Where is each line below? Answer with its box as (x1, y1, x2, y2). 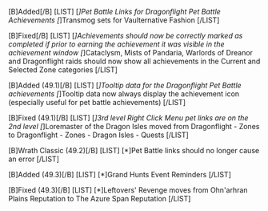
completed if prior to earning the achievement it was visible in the (8, 39, 226, 49)
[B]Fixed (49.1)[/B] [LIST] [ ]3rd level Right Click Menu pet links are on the (8, 113, 249, 123)
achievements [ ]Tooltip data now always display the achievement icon (8, 89, 240, 99)
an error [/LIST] (8, 154, 60, 164)
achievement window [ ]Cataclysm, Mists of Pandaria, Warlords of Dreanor (8, 48, 254, 57)
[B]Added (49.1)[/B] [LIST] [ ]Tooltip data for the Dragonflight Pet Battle (8, 80, 242, 90)
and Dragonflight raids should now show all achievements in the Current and (8, 56, 261, 66)
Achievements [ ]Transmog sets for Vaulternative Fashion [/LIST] (8, 15, 220, 25)
